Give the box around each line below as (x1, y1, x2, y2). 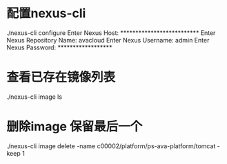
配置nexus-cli (6, 5, 86, 21)
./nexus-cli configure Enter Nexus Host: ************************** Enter (6, 28, 216, 37)
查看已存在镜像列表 (6, 69, 116, 85)
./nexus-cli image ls (6, 93, 63, 101)
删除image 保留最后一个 (6, 119, 143, 134)
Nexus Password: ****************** (6, 43, 112, 51)
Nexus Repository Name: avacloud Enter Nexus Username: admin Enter (6, 36, 210, 44)
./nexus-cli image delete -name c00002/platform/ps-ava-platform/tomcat (6, 141, 216, 150)
